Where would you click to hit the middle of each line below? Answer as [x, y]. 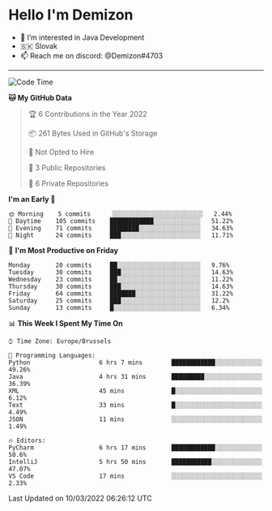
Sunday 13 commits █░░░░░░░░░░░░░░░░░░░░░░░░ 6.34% [119, 307]
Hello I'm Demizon [71, 15]
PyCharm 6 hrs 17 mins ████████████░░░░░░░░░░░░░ [136, 448]
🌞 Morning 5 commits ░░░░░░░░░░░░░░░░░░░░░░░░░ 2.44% [120, 214]
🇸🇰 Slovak [39, 45]
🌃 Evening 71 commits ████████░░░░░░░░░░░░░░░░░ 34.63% [121, 228]
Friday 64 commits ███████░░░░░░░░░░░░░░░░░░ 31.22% [121, 294]
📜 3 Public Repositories [67, 167]
